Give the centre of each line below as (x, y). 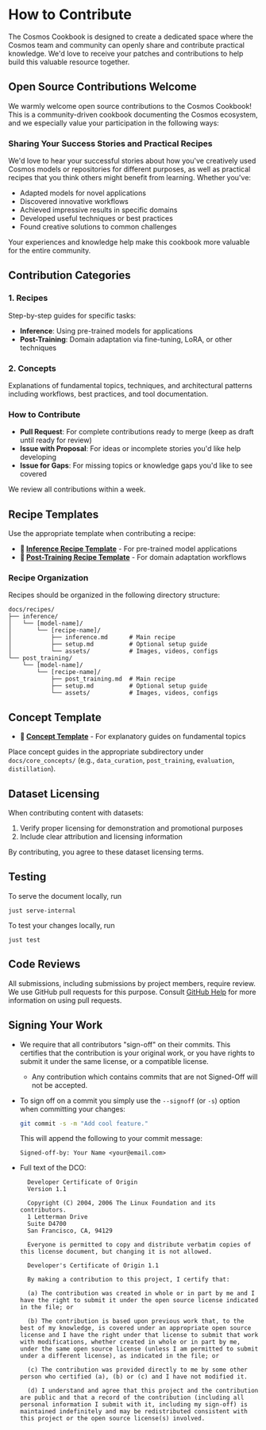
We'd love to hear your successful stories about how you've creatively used (132, 161)
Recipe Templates (54, 514)
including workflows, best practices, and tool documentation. (108, 394)
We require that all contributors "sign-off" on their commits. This (125, 1044)
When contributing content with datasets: (76, 813)
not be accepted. (60, 1085)
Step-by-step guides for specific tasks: (72, 315)
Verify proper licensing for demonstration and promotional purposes (131, 828)
